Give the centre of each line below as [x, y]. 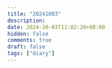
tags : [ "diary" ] [31, 54]
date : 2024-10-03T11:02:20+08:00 [56, 27]
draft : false [26, 47]
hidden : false [28, 34]
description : [26, 21]
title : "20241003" [34, 14]
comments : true [30, 40]
